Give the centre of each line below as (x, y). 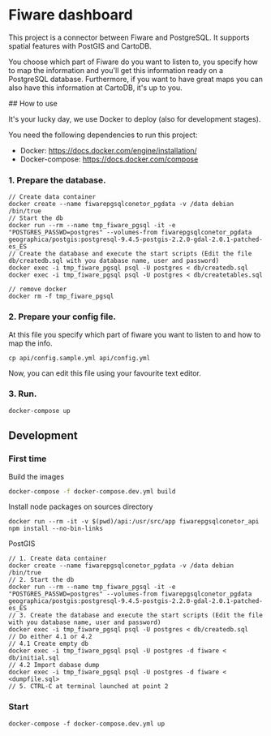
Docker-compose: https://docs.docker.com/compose (109, 159)
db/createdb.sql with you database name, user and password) (114, 261)
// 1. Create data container (58, 559)
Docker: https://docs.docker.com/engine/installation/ (108, 150)
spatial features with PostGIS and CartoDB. (80, 45)
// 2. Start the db (41, 580)
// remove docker (38, 290)
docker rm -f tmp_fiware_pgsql (61, 297)
